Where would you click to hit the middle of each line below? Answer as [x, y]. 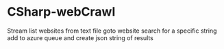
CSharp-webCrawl [61, 12]
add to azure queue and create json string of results [80, 37]
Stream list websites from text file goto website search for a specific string [112, 31]
